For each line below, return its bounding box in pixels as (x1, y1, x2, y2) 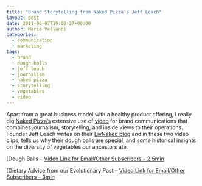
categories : (6, 32, 37, 38)
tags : (6, 49, 20, 55)
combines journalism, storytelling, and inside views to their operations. (6, 123, 184, 131)
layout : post (6, 15, 40, 21)
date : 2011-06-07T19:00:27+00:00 (6, 20, 91, 26)
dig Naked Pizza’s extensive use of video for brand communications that (6, 117, 187, 124)
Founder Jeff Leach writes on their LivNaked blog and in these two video (6, 130, 189, 137)
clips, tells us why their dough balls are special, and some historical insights (6, 137, 197, 144)
